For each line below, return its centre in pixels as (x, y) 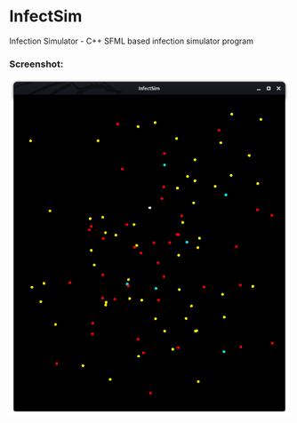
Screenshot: (36, 64)
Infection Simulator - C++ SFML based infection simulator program (131, 41)
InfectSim (46, 16)
